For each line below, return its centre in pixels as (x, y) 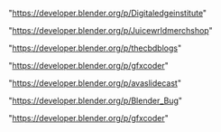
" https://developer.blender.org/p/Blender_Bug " (95, 100)
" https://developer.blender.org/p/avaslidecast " (95, 83)
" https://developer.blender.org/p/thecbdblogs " (95, 48)
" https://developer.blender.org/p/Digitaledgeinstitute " (108, 13)
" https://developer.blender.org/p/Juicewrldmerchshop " (110, 30)
